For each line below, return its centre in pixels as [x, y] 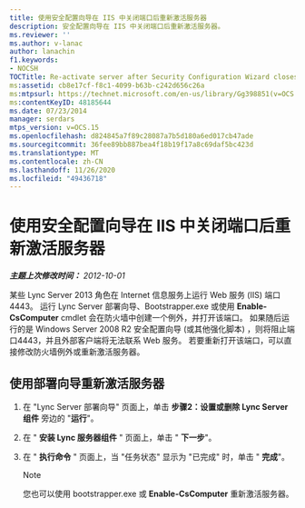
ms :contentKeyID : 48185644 [60, 102]
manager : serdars [42, 119]
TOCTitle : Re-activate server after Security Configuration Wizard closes [154, 77]
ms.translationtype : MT [54, 153]
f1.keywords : [34, 60]
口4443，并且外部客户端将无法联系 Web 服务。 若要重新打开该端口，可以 [147, 341]
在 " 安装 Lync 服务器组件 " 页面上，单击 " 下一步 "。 [119, 438]
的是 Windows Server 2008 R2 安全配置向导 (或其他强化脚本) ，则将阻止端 [156, 329]
